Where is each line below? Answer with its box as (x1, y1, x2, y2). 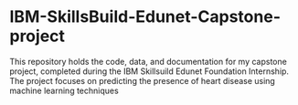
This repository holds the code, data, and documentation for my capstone (9, 56, 288, 67)
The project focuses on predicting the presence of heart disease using (9, 75, 276, 86)
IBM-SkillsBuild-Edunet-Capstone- (9, 6, 282, 27)
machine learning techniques (9, 85, 119, 96)
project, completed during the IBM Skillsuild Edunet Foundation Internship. (9, 66, 290, 77)
